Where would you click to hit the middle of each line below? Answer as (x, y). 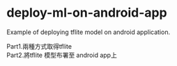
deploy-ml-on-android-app (87, 13)
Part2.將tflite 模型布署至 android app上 (62, 55)
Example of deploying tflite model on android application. (88, 32)
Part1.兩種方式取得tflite (39, 46)
